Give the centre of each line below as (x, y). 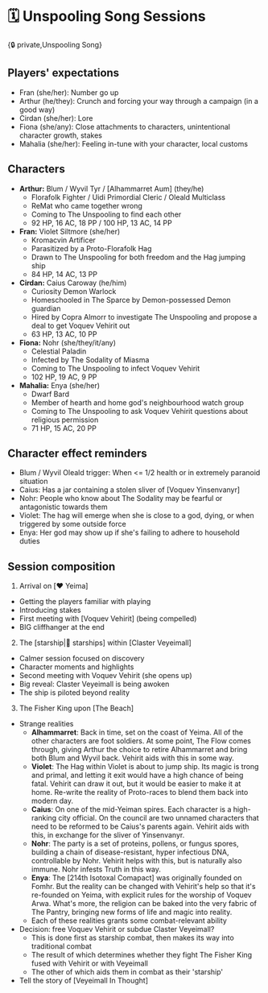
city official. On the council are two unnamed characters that (159, 818)
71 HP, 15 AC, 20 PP (64, 428)
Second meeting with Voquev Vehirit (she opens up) (105, 676)
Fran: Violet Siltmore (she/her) (70, 231)
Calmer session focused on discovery (82, 659)
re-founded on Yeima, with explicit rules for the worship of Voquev (141, 895)
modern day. (52, 801)
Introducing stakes (50, 610)
